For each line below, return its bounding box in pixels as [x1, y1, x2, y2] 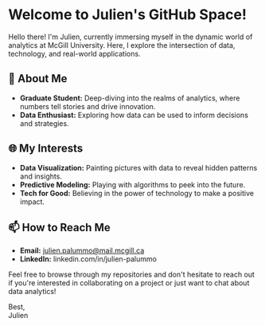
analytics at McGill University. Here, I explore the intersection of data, [8, 40, 236, 49]
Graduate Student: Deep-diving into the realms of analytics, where [19, 93, 240, 103]
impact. [19, 197, 45, 206]
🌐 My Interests [8, 142, 84, 155]
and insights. [19, 171, 62, 181]
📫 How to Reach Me [8, 221, 111, 234]
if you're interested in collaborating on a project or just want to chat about [8, 278, 250, 288]
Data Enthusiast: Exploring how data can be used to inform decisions [19, 110, 249, 120]
